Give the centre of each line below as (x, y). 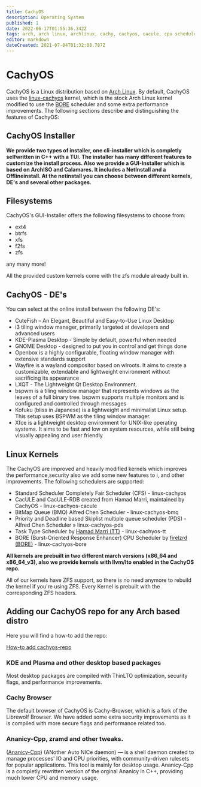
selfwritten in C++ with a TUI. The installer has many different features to (99, 157)
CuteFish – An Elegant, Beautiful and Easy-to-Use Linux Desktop (95, 321)
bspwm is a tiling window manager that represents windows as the (97, 391)
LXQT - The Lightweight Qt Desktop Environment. (76, 385)
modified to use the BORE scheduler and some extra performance (87, 104)
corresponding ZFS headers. (42, 593)
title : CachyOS (25, 12)
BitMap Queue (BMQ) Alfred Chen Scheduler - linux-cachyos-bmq (97, 512)
